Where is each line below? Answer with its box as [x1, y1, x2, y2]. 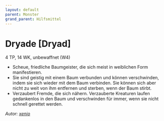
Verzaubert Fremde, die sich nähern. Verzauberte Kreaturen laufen [12, 91, 150, 97]
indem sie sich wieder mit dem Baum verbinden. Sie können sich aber [12, 80, 156, 86]
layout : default [5, 7, 39, 12]
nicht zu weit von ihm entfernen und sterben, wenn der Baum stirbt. [12, 85, 152, 91]
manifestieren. [12, 69, 42, 75]
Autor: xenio [5, 111, 30, 117]
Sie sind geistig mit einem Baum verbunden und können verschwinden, [12, 75, 159, 81]
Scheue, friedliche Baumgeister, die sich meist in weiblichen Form [12, 64, 148, 70]
